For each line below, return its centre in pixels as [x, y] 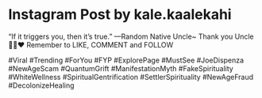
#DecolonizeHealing [41, 85]
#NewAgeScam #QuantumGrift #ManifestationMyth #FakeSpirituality [121, 68]
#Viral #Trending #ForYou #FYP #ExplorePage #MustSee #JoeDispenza [126, 60]
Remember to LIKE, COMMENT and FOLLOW [100, 44]
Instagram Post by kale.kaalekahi [120, 15]
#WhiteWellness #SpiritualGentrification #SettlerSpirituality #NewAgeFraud [131, 77]
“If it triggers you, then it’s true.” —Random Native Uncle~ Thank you [121, 36]
